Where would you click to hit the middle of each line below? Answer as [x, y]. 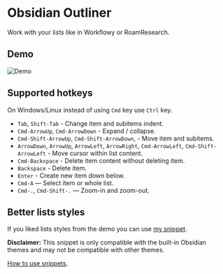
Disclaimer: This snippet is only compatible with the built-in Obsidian [107, 243]
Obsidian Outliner [59, 13]
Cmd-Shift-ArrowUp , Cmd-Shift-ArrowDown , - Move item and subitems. [116, 138]
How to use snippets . [38, 264]
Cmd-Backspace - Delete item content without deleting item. [101, 160]
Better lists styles [46, 212]
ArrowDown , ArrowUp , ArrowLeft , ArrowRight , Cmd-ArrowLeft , [100, 145]
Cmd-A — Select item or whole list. [65, 182]
